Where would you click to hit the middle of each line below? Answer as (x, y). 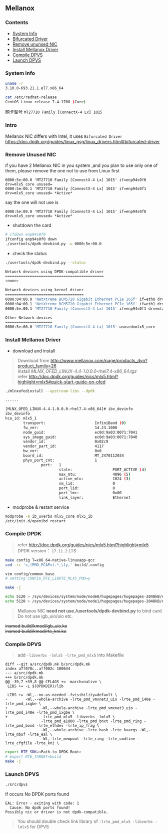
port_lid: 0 (87, 488)
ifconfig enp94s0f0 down (31, 239)
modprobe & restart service (41, 507)
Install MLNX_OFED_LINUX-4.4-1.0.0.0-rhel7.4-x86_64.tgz (77, 371)
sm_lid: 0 (87, 484)
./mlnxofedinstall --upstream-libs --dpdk (50, 391)
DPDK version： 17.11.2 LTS (47, 550)
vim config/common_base (30, 574)
